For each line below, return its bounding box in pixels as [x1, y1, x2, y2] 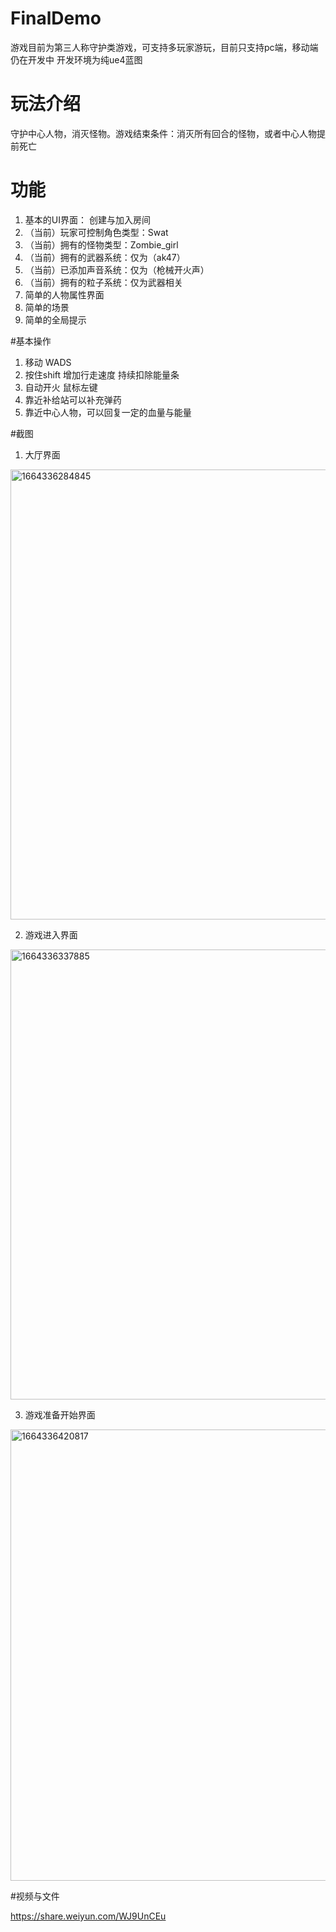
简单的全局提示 [24, 313, 87, 326]
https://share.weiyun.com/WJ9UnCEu [10, 1910, 167, 1922]
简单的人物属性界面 [24, 288, 105, 301]
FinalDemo [10, 7, 102, 30]
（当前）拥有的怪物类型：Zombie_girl [24, 238, 179, 251]
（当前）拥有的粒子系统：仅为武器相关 [24, 276, 183, 288]
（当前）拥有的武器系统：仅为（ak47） [24, 251, 186, 263]
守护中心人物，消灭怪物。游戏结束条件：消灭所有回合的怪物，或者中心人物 [10, 127, 317, 139]
